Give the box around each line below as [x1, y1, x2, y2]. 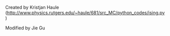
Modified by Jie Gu [5, 25, 45, 31]
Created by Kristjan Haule [5, 5, 60, 10]
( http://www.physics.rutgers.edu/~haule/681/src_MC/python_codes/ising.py [5, 10, 165, 16]
